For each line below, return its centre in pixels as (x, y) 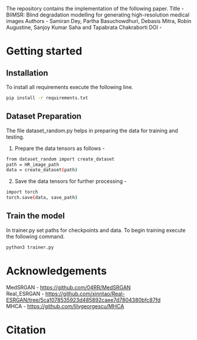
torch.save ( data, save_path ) (42, 198)
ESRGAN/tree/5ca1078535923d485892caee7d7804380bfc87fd (83, 300)
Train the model (35, 216)
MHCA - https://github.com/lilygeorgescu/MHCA (65, 306)
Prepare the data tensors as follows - (60, 148)
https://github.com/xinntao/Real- (85, 293)
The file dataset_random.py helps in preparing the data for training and (92, 130)
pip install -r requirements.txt (47, 98)
